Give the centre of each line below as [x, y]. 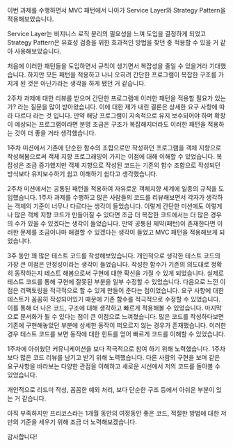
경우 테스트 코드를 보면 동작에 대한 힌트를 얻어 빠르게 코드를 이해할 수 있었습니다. [116, 334]
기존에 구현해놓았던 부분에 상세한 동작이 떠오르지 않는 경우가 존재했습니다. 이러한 [117, 325]
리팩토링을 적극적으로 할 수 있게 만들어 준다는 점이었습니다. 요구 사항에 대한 [122, 290]
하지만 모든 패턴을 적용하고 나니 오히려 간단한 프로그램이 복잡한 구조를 [122, 74]
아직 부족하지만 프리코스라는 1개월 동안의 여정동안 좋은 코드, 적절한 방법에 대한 [113, 413]
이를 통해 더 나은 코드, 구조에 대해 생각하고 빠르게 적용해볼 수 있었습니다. [105, 308]
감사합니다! [22, 437]
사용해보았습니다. [38, 51]
